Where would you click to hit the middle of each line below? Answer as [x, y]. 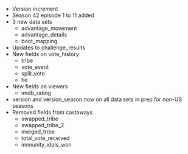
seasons [23, 106]
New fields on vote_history [45, 54]
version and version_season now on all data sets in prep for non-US [97, 99]
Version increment [35, 9]
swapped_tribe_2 [43, 125]
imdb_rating [36, 93]
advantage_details [44, 35]
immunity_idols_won [46, 145]
